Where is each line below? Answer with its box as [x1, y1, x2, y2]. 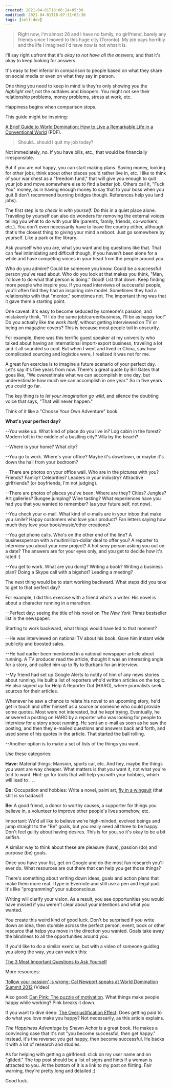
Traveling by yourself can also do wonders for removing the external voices [5, 213, 165, 219]
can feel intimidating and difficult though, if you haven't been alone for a [5, 250, 158, 256]
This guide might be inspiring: [5, 114, 68, 120]
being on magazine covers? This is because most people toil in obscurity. [5, 325, 160, 331]
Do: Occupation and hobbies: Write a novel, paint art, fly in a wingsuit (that [5, 787, 163, 793]
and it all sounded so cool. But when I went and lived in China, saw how [5, 346, 156, 352]
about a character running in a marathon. [5, 600, 92, 606]
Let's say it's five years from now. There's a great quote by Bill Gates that [5, 366, 160, 373]
